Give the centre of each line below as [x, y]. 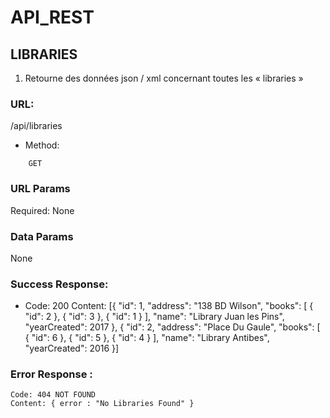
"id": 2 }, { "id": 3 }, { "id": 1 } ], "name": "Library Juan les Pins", [154, 317]
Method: [42, 145]
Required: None [42, 210]
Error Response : [51, 374]
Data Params [42, 236]
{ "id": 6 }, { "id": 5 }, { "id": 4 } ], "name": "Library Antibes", [147, 338]
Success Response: [59, 284]
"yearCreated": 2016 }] [72, 348]
